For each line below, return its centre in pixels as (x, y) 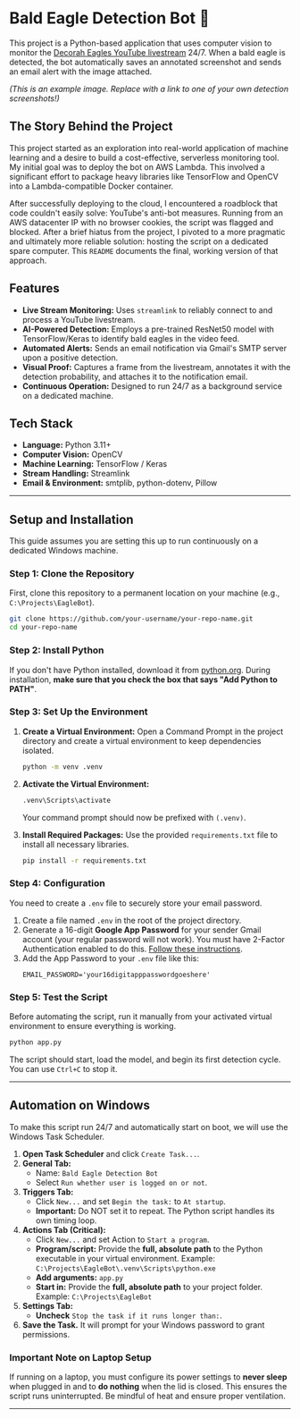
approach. (28, 260)
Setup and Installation (71, 519)
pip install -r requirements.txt (84, 861)
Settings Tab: (47, 1305)
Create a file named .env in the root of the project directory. (132, 920)
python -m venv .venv (62, 767)
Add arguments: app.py (79, 1277)
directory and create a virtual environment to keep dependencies (142, 740)
